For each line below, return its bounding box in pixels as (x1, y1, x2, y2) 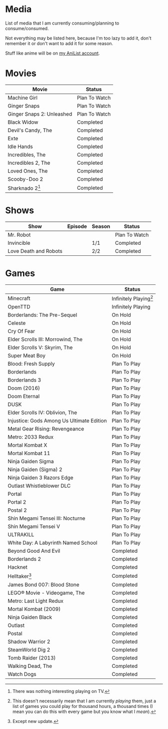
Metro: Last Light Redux (7, 597, 64, 604)
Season (91, 223, 110, 230)
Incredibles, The (7, 151, 46, 158)
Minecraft (7, 294, 30, 301)
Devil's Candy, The (7, 127, 52, 134)
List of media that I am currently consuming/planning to (5, 20, 119, 26)
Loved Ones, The (7, 167, 48, 174)
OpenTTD (7, 303, 30, 310)
